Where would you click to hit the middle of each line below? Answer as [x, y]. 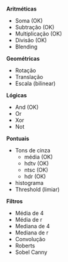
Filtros [15, 201]
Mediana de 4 [32, 226]
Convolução [30, 239]
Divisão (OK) [31, 40]
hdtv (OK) [36, 163]
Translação [29, 77]
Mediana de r [32, 233]
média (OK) [39, 157]
